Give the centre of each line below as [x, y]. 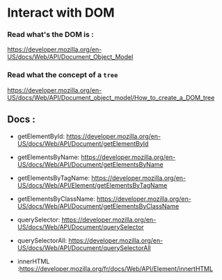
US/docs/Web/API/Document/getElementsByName [90, 164]
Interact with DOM [61, 13]
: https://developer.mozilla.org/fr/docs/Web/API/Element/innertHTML [115, 268]
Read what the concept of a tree [63, 75]
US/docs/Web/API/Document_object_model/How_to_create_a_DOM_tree [111, 97]
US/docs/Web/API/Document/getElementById [83, 143]
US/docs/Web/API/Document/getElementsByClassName [98, 206]
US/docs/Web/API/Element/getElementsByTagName [92, 185]
